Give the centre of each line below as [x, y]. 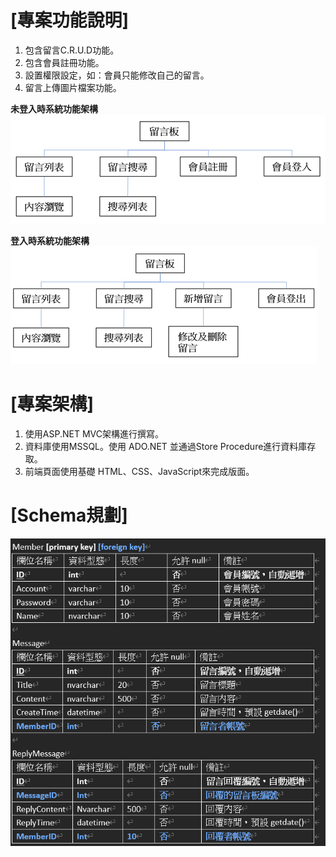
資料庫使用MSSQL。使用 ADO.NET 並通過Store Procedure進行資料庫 [166, 446]
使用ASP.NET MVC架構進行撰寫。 [94, 433]
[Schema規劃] [69, 515]
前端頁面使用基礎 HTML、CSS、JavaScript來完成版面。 [139, 471]
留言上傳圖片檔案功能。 [73, 87]
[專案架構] [52, 404]
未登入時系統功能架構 [54, 108]
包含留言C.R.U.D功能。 [72, 50]
